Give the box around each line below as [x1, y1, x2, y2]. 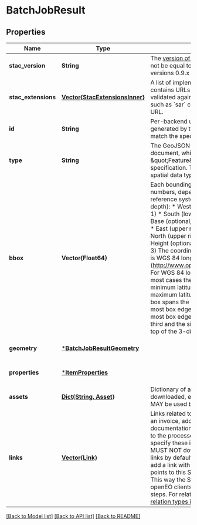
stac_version [9, 62, 46, 69]
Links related [150, 409, 186, 418]
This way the [150, 476, 186, 483]
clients [174, 483, 192, 491]
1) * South [150, 210, 180, 218]
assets [9, 393, 28, 401]
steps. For [150, 490, 178, 498]
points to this [150, 468, 186, 476]
